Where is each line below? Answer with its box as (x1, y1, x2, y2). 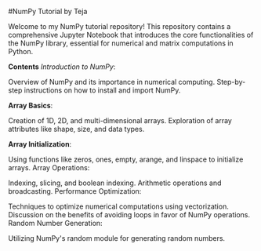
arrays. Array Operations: (8, 163, 90, 172)
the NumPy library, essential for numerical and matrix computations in (8, 38, 234, 48)
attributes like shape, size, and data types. (8, 125, 145, 133)
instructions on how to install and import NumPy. (24, 85, 181, 95)
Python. (8, 47, 34, 56)
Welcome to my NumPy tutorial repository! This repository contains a (8, 22, 231, 31)
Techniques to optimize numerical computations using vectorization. (8, 202, 229, 211)
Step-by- (216, 78, 246, 86)
